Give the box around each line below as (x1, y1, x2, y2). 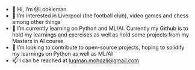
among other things (11, 19, 61, 25)
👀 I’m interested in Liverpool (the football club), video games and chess (11, 12, 189, 19)
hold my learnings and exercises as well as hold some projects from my (11, 31, 190, 38)
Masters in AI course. (11, 38, 65, 44)
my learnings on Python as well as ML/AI (11, 50, 113, 57)
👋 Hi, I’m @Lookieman (11, 6, 67, 13)
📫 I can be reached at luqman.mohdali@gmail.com (11, 57, 140, 64)
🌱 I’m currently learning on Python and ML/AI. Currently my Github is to (11, 25, 188, 32)
